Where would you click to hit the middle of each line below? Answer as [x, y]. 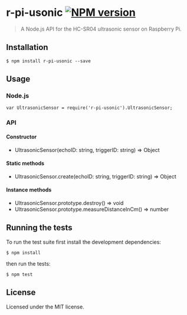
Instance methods [29, 190]
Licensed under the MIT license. [45, 307]
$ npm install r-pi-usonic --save [49, 61]
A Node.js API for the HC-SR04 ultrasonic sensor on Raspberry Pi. [101, 29]
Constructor [22, 137]
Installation [27, 47]
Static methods [25, 163]
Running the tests [39, 228]
